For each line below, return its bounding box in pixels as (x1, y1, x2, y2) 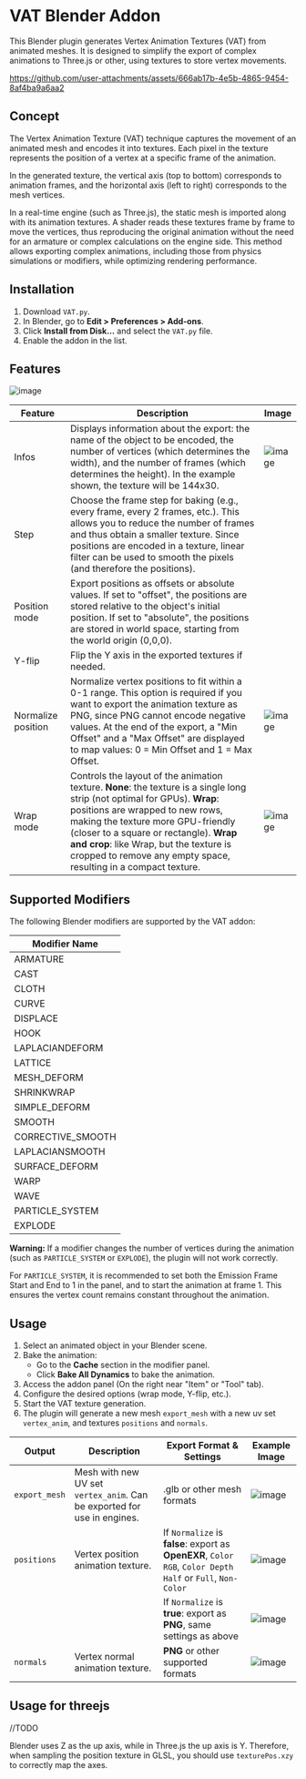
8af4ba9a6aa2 (9, 82, 65, 93)
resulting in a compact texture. (69, 861, 200, 874)
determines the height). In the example (69, 468, 236, 481)
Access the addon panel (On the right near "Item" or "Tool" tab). (22, 1379, 264, 1389)
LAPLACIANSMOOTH (14, 1145, 106, 1158)
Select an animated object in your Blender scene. (22, 1340, 208, 1351)
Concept (9, 108, 60, 124)
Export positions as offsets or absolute (69, 578, 235, 590)
